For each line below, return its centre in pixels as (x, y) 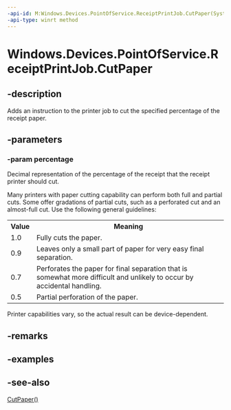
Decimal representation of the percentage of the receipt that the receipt (109, 174)
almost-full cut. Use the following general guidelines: (82, 209)
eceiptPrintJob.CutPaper (80, 69)
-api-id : (20, 13)
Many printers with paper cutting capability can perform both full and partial (115, 195)
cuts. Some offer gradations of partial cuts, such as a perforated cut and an (114, 202)
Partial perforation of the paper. (88, 297)
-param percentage (40, 159)
